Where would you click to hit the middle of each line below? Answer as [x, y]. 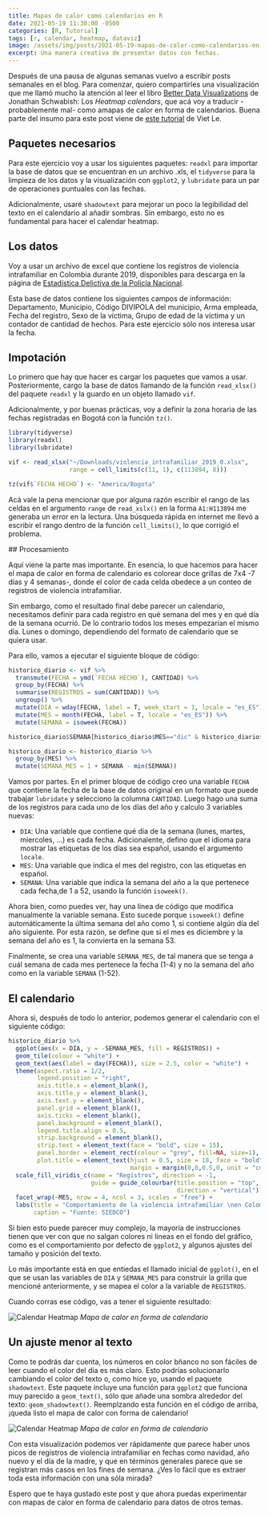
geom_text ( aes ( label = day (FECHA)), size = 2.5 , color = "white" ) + [132, 1063]
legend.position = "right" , [84, 1078]
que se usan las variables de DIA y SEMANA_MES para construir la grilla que [128, 1277]
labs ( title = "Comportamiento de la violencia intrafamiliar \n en [128, 1205]
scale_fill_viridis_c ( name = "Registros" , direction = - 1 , [116, 1175]
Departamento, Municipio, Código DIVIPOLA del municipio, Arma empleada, [133, 307]
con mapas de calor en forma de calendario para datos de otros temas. [126, 1502]
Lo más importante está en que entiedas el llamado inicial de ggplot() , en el [133, 1269]
